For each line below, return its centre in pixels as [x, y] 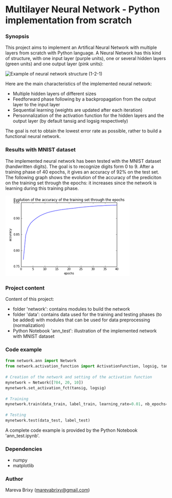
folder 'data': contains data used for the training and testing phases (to [87, 315]
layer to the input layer [36, 105]
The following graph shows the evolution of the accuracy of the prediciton [83, 177]
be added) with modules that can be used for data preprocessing [81, 320]
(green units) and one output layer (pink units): [54, 64]
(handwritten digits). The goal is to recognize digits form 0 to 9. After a [80, 166]
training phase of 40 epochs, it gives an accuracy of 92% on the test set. [82, 172]
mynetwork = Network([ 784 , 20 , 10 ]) [44, 382]
